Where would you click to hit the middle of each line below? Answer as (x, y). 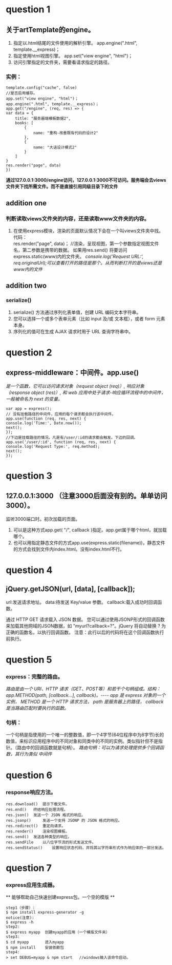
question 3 (29, 476)
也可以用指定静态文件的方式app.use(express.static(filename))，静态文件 (89, 542)
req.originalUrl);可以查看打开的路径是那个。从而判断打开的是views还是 (88, 262)
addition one (26, 203)
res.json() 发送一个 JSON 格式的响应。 (46, 815)
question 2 (29, 352)
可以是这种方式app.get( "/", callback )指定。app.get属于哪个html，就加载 (90, 529)
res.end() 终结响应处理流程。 (37, 809)
